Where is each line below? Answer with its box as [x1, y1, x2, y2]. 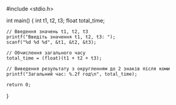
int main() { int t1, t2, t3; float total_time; [6, 17, 105, 24]
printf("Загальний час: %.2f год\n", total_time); [6, 71, 138, 77]
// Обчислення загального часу [6, 50, 86, 56]
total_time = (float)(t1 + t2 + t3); [6, 55, 102, 61]
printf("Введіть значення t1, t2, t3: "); [6, 34, 116, 40]
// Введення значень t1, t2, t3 [6, 29, 88, 35]
